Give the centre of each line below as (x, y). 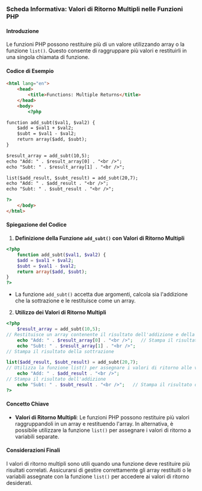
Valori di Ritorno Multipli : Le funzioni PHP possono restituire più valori (102, 417)
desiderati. (20, 483)
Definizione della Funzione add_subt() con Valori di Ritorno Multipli (99, 238)
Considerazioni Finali (33, 450)
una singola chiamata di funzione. (48, 57)
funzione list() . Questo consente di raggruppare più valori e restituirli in (97, 51)
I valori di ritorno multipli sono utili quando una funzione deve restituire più (98, 464)
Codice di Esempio (30, 70)
